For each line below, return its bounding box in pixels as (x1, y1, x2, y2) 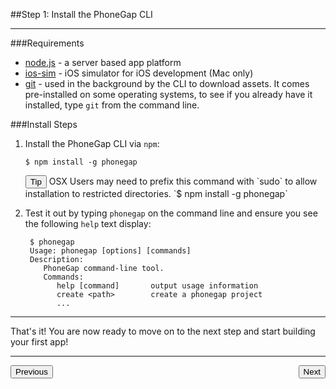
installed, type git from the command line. (24, 99, 200, 111)
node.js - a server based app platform (24, 57, 182, 68)
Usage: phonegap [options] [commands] (29, 246, 192, 256)
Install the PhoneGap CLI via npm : (24, 138, 160, 149)
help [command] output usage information (56, 281, 259, 291)
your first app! (10, 336, 69, 348)
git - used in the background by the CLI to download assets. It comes (24, 78, 310, 89)
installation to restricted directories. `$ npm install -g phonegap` (24, 188, 288, 199)
